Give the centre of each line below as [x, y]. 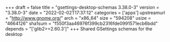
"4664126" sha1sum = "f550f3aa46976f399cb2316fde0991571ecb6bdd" [82, 23]
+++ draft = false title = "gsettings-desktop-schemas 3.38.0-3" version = [82, 7]
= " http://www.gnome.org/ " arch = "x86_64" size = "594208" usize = [78, 18]
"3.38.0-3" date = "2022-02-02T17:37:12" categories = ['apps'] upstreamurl [85, 13]
